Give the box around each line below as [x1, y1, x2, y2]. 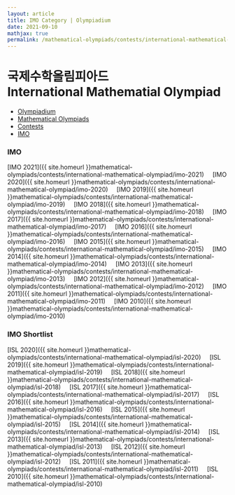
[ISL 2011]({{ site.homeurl [69, 457, 143, 466]
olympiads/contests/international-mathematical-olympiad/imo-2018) [7, 208, 204, 216]
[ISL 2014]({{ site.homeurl [69, 420, 144, 428]
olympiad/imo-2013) [7, 275, 66, 283]
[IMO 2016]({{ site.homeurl [115, 222, 192, 231]
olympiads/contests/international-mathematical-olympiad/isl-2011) [7, 464, 199, 473]
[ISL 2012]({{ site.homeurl [111, 442, 185, 451]
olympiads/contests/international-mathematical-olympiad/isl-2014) [7, 427, 201, 435]
